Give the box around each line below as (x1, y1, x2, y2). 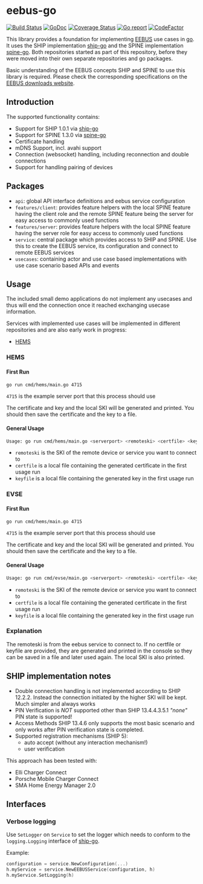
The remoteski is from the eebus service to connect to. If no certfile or (6, 640, 181, 648)
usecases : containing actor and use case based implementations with (14, 255, 187, 263)
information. (6, 308, 37, 315)
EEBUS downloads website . (6, 79, 75, 87)
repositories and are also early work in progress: (6, 326, 127, 333)
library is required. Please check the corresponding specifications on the (6, 73, 187, 80)
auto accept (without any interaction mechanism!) (24, 738, 148, 746)
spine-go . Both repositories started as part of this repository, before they (6, 48, 188, 55)
